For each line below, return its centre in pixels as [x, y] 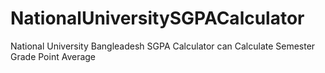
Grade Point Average [53, 56]
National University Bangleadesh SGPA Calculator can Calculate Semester [163, 46]
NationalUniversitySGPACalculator [157, 18]
